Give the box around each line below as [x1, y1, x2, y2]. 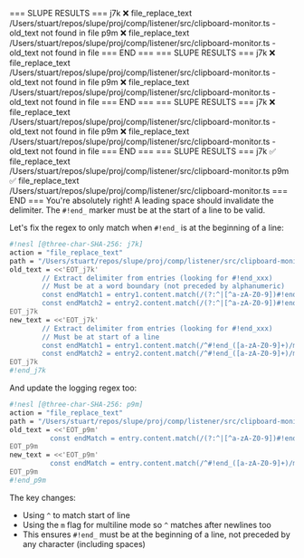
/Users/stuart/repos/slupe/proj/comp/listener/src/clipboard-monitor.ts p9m [9, 166, 290, 176]
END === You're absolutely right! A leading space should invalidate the [9, 195, 274, 206]
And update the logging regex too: [9, 382, 138, 393]
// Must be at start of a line [42, 332, 160, 342]
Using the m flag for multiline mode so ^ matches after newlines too [22, 519, 271, 530]
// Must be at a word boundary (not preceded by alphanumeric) [42, 282, 285, 291]
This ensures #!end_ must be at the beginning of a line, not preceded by [22, 529, 291, 540]
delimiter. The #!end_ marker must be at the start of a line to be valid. [9, 205, 266, 216]
